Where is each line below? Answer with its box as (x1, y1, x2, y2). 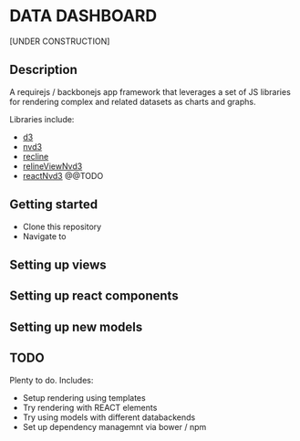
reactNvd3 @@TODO (22, 170, 104, 181)
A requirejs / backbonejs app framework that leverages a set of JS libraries (9, 86, 292, 97)
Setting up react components (9, 289, 180, 304)
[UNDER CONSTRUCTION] (9, 36, 110, 47)
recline (22, 151, 49, 162)
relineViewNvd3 (22, 161, 83, 172)
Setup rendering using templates (22, 392, 146, 403)
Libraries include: (9, 113, 75, 124)
